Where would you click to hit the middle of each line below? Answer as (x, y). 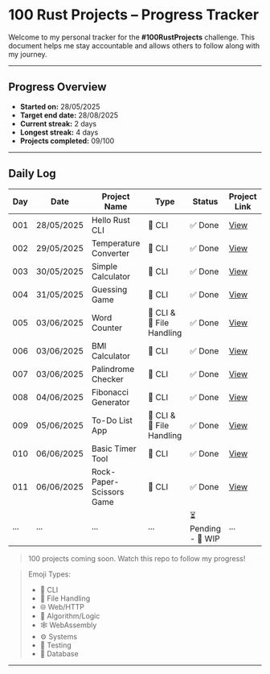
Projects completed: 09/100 (67, 141)
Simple (104, 266)
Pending (205, 528)
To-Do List (112, 420)
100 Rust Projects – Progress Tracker (134, 15)
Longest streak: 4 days (59, 132)
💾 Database (59, 653)
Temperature (116, 243)
